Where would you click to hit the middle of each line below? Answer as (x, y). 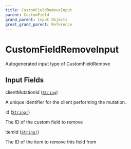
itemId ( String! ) (22, 132)
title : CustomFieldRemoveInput (39, 10)
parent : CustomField (27, 15)
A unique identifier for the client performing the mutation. (66, 102)
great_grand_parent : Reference (39, 24)
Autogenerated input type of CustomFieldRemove (58, 64)
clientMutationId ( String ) (32, 92)
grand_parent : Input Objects (36, 19)
